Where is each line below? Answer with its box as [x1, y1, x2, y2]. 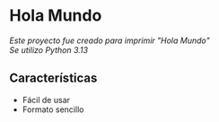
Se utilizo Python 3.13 [9, 44, 88, 55]
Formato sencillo [22, 104, 84, 115]
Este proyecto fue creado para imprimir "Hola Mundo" [9, 35, 211, 46]
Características [9, 71, 98, 86]
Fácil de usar [22, 94, 70, 105]
